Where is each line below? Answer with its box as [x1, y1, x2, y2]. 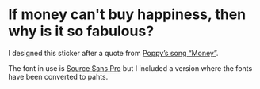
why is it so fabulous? [8, 22, 155, 40]
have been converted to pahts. [8, 72, 109, 81]
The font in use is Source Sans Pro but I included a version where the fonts [8, 63, 253, 72]
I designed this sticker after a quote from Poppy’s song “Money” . [8, 48, 219, 57]
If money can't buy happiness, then [8, 6, 247, 24]
